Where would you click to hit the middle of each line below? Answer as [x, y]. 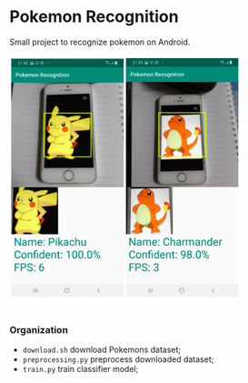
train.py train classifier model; [80, 369]
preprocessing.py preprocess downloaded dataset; [118, 359]
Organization [39, 329]
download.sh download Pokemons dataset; [102, 350]
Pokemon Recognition [94, 17]
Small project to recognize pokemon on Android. [100, 42]
